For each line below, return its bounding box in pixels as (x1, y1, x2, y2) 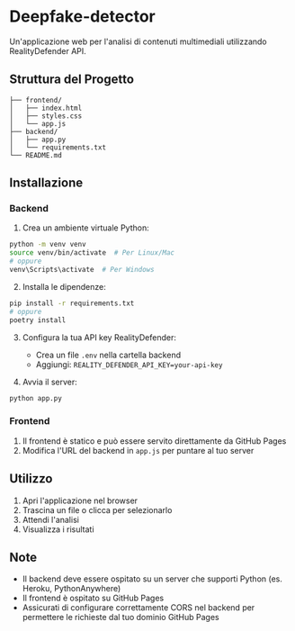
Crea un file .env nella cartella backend (35, 349, 182, 360)
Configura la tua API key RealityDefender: (22, 331, 177, 343)
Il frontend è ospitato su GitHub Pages (22, 592, 165, 604)
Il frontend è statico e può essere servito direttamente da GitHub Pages (22, 435, 287, 446)
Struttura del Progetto (9, 72, 135, 87)
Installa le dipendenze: (22, 281, 106, 292)
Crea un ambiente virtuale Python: (22, 222, 150, 233)
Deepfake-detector (9, 6, 156, 27)
